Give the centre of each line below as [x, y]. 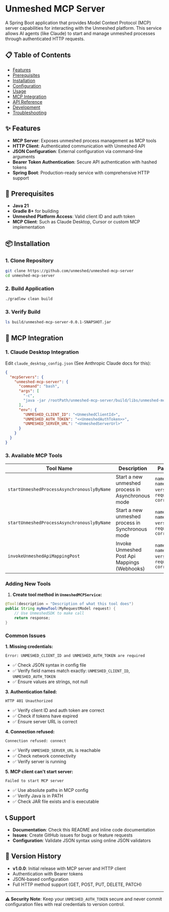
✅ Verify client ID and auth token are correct [58, 710]
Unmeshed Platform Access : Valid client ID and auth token [74, 216]
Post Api [125, 556]
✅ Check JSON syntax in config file [49, 665]
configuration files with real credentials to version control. [65, 904]
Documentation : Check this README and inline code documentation [84, 830]
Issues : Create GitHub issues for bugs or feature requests [72, 835]
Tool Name [59, 468]
